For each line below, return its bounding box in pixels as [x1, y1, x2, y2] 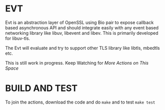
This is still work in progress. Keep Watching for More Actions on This [5, 60, 149, 66]
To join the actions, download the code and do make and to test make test [5, 99, 155, 105]
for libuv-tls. [5, 35, 30, 41]
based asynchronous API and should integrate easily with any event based [5, 24, 159, 30]
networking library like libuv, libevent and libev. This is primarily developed [5, 30, 158, 36]
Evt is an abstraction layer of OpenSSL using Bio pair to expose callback [5, 19, 154, 25]
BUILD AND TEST [5, 83, 78, 94]
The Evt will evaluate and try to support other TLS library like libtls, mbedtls [5, 45, 160, 51]
